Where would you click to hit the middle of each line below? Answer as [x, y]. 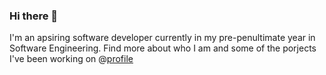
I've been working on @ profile [71, 59]
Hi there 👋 [34, 16]
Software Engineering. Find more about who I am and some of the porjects [163, 48]
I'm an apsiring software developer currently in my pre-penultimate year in [162, 38]
